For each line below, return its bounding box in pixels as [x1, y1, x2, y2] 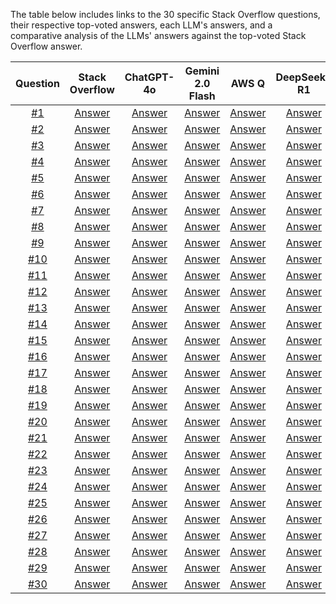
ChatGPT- [124, 70, 175, 84]
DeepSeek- [275, 70, 333, 84]
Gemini [184, 64, 220, 78]
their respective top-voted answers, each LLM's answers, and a [10, 19, 273, 31]
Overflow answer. [10, 40, 83, 52]
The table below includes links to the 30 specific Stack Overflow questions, [10, 9, 321, 20]
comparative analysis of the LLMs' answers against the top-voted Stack [10, 30, 307, 41]
